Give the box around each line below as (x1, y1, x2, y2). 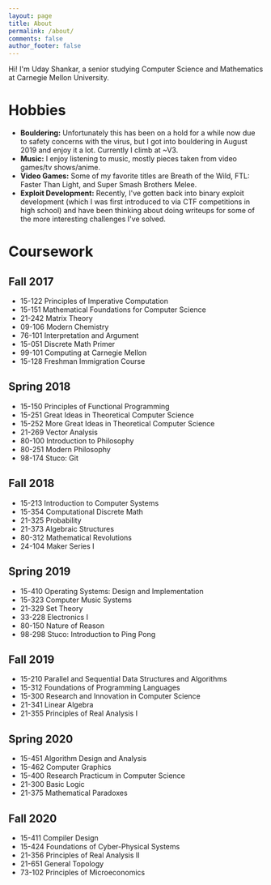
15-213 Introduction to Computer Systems (19, 498, 159, 507)
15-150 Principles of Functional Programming (19, 401, 170, 411)
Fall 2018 (8, 477, 55, 490)
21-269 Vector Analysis (19, 427, 99, 437)
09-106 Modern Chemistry (19, 322, 109, 332)
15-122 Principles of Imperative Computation (19, 297, 168, 306)
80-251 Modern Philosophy (19, 444, 111, 454)
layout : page (8, 11, 53, 20)
